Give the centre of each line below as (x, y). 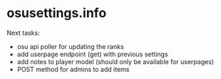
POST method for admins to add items (73, 69)
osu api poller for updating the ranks (70, 46)
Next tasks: (23, 33)
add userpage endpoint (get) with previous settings (92, 54)
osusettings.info (57, 13)
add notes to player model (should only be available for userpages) (115, 61)
